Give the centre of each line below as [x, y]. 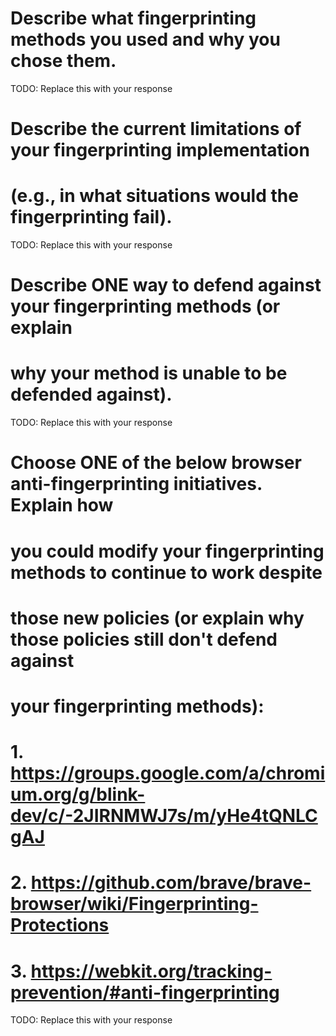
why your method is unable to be [149, 373]
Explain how [62, 505]
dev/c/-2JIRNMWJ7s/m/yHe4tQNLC [164, 816]
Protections [60, 925]
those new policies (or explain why [157, 618]
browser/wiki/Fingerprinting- [134, 904]
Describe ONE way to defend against [166, 285]
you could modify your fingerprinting [167, 551]
